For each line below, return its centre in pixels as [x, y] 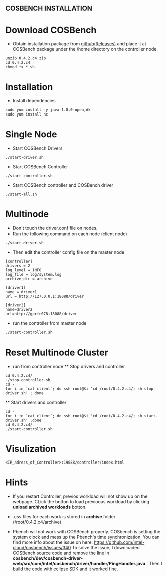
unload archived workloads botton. [49, 507]
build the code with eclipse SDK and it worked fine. [65, 569]
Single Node [31, 134]
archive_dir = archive [29, 279]
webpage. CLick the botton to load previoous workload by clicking [81, 501]
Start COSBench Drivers [37, 148]
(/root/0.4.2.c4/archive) [37, 522]
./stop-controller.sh [28, 380]
